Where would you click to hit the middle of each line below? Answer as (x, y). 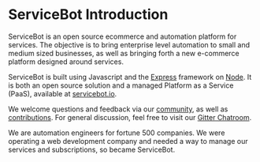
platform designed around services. (66, 62)
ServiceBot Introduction (88, 15)
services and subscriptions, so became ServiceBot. (92, 149)
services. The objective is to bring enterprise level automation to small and (129, 44)
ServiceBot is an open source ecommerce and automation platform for (123, 36)
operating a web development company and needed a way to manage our (128, 141)
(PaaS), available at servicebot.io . (63, 93)
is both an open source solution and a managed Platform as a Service (121, 85)
